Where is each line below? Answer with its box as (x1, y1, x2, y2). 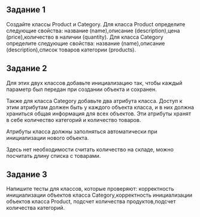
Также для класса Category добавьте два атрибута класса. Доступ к (6, 97, 183, 104)
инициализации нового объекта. (6, 134, 89, 141)
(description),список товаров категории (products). (6, 46, 137, 53)
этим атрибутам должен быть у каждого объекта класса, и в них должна (6, 103, 195, 111)
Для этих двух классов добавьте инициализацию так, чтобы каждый (6, 79, 183, 86)
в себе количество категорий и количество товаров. (6, 116, 141, 123)
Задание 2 (6, 63, 47, 74)
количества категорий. (6, 204, 65, 212)
